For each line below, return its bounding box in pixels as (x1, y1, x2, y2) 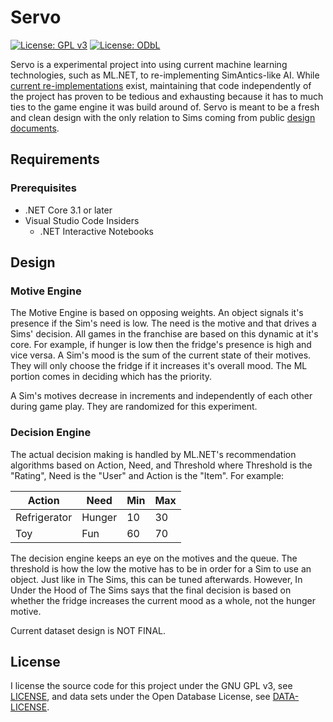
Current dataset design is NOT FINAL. (10, 624, 167, 636)
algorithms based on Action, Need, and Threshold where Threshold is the (10, 459, 313, 471)
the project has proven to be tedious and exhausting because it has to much (10, 90, 324, 102)
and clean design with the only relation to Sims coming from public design (10, 111, 316, 123)
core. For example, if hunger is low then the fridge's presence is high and (10, 339, 312, 351)
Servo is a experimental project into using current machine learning (10, 58, 288, 70)
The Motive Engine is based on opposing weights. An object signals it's (10, 307, 304, 319)
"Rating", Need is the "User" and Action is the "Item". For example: (10, 469, 285, 481)
